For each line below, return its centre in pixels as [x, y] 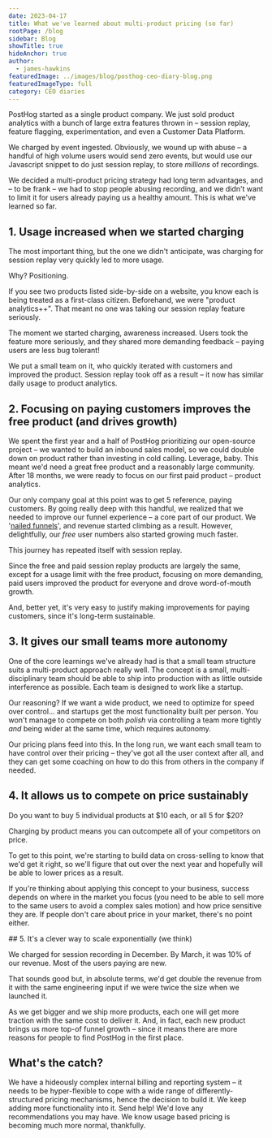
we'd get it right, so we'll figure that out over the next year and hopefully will [136, 864]
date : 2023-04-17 [38, 16]
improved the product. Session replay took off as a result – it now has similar [136, 375]
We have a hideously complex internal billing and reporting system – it [125, 1082]
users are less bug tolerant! [54, 351]
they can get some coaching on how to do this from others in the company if [136, 761]
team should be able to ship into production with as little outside [155, 678]
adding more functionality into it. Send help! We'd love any [106, 1108]
